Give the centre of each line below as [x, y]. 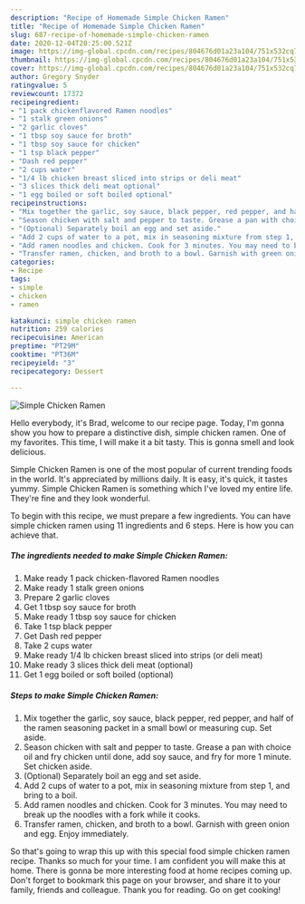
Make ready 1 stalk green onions [84, 588]
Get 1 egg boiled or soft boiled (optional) [99, 675]
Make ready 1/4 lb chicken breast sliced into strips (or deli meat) [143, 656]
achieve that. [34, 535]
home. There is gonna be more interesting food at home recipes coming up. [151, 870]
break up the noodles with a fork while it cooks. [112, 815]
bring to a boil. [50, 795]
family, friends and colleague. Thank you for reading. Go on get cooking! [146, 890]
